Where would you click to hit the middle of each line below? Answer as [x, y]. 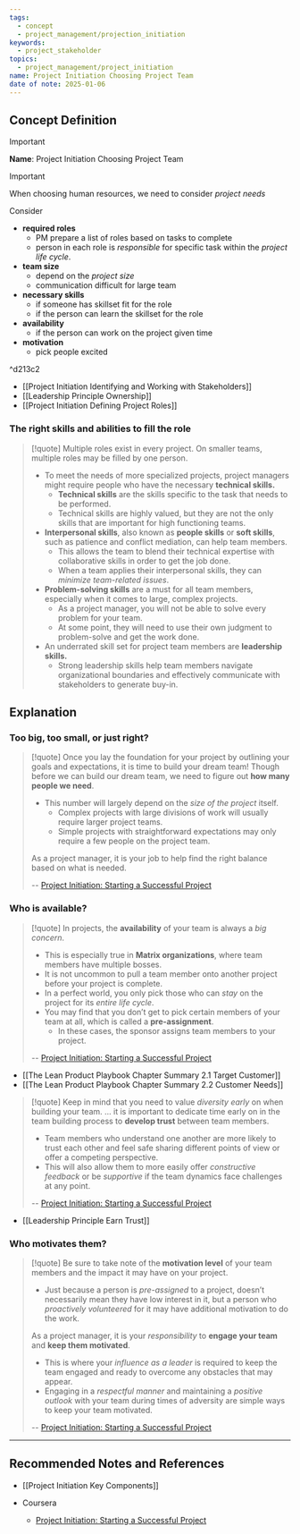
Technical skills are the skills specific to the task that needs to [173, 494]
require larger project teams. [110, 822]
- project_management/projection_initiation [101, 34]
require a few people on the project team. [134, 841]
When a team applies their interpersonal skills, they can [159, 570]
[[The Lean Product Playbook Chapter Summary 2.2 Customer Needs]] [153, 1084]
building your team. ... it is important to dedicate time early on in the [156, 1111]
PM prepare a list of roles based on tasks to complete [134, 238]
